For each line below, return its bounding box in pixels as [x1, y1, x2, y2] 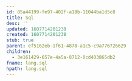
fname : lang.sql [6, 60, 47, 66]
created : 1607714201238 [6, 32, 67, 38]
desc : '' [6, 20, 29, 26]
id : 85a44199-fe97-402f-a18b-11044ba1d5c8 [6, 9, 116, 15]
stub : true [6, 37, 34, 43]
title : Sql [6, 15, 34, 21]
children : [6, 49, 32, 55]
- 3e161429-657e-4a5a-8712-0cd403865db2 [12, 54, 116, 60]
